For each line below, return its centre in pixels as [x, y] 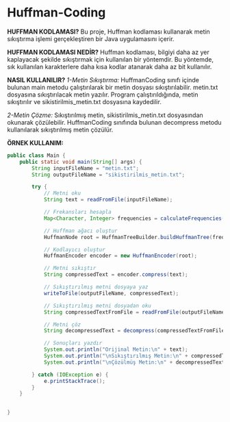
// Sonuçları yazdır [73, 343]
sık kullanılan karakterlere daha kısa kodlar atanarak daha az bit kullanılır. [110, 66]
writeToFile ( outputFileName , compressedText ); [111, 293]
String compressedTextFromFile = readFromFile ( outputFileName [134, 312]
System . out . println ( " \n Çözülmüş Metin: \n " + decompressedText [134, 362]
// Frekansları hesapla [77, 212]
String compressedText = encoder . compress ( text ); [116, 275]
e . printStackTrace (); [75, 381]
